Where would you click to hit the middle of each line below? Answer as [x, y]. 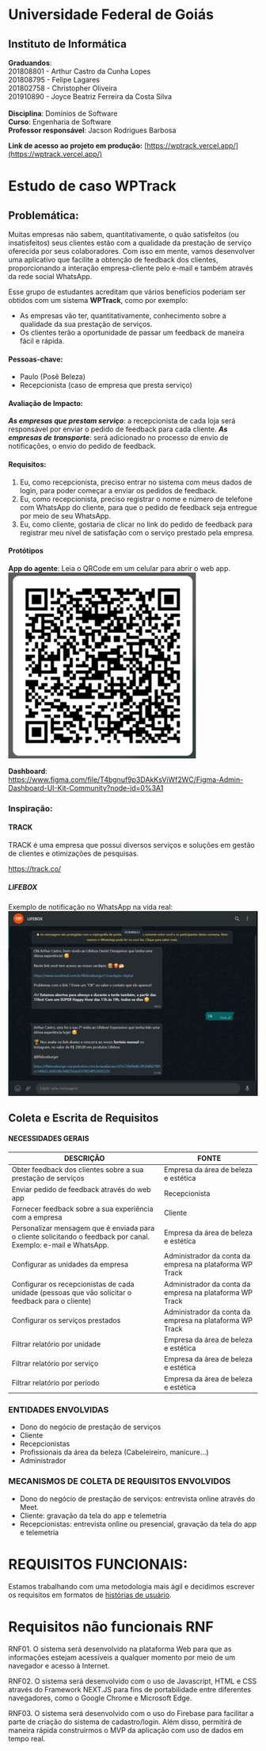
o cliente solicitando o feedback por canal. [81, 1237]
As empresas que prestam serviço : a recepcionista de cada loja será [122, 421]
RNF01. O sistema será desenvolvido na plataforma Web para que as [120, 1649]
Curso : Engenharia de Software [60, 122]
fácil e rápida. [42, 341]
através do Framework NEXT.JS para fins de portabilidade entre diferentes [130, 1689]
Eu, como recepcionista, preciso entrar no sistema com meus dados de [136, 482]
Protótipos [26, 551]
